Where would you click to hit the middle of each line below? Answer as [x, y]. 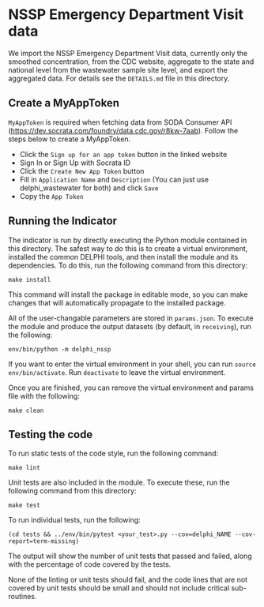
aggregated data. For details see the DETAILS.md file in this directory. [119, 78]
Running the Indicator [62, 221]
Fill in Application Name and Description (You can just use [114, 179]
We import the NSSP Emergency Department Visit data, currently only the [128, 53]
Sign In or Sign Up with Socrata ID [75, 163]
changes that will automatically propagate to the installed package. [117, 302]
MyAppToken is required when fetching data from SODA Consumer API [120, 122]
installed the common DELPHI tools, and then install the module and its [123, 257]
